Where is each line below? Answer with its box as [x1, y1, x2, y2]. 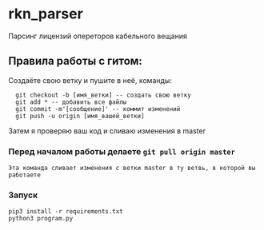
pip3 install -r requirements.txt [8, 208, 124, 216]
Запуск [8, 189, 38, 200]
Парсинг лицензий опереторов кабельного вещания [8, 31, 188, 41]
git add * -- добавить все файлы [15, 97, 127, 106]
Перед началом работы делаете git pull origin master [8, 145, 236, 157]
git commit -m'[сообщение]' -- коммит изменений [15, 105, 181, 113]
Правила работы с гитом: [8, 54, 142, 68]
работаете [8, 171, 42, 180]
